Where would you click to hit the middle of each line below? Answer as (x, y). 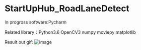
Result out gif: (19, 42)
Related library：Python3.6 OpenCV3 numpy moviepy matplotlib (70, 32)
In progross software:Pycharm (35, 22)
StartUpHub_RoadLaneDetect (67, 9)
